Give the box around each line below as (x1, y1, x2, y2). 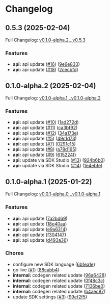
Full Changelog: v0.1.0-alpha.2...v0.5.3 (5, 37, 86, 43)
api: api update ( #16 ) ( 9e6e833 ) (12, 61, 80, 67)
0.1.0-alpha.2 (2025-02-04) (5, 81, 96, 90)
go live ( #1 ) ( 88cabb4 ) (12, 266, 60, 273)
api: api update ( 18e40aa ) (12, 220, 67, 227)
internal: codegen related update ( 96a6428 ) (12, 272, 106, 278)
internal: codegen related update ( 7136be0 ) (12, 283, 105, 289)
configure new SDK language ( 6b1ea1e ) (12, 261, 95, 267)
